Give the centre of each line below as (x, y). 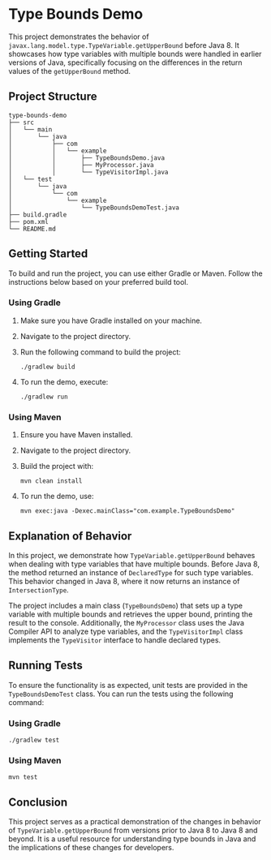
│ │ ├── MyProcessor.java (81, 165)
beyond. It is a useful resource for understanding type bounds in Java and (132, 839)
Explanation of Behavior (70, 536)
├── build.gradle (38, 215)
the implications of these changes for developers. (91, 848)
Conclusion (38, 802)
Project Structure (53, 97)
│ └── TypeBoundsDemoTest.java (94, 208)
